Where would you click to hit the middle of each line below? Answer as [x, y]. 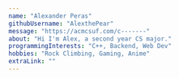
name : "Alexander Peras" [50, 16]
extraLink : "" [32, 62]
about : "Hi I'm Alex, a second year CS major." [90, 39]
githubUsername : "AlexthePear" [61, 24]
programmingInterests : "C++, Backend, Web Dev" [90, 46]
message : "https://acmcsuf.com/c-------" [79, 31]
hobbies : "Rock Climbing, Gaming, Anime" [79, 54]
